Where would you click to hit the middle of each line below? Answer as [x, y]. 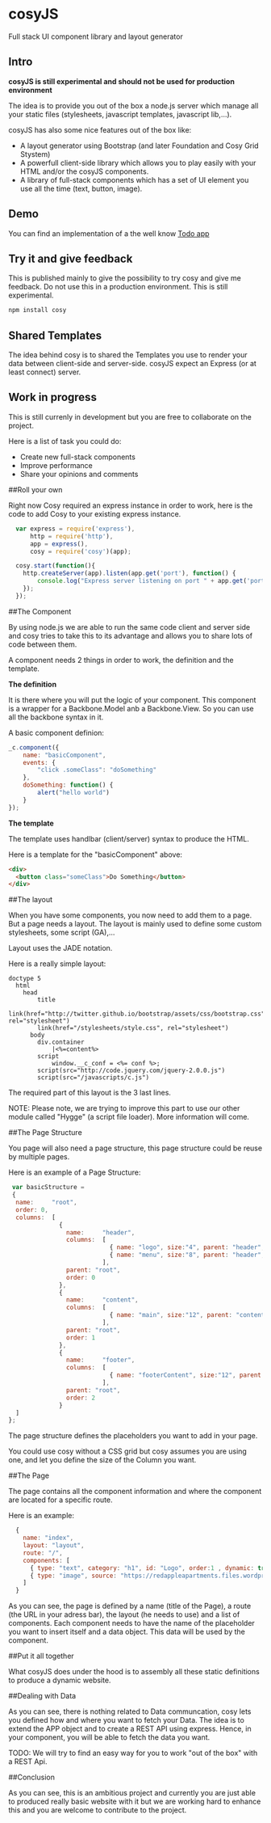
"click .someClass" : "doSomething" [97, 770]
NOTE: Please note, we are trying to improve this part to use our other [124, 1108]
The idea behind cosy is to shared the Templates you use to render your [128, 355]
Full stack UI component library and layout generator [96, 36]
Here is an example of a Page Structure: [75, 1172]
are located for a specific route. [60, 1500]
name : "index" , [48, 1538]
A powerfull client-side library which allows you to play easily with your [138, 162]
